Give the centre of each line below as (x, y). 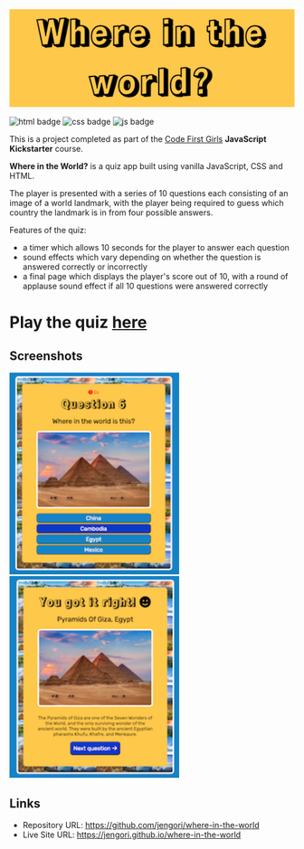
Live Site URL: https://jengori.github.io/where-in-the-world (132, 835)
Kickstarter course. (46, 149)
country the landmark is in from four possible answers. (111, 212)
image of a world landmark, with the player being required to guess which (147, 203)
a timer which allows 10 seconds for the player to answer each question (156, 248)
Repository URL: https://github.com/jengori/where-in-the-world (141, 825)
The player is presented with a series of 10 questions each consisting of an (149, 193)
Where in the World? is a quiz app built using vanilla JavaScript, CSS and (146, 166)
